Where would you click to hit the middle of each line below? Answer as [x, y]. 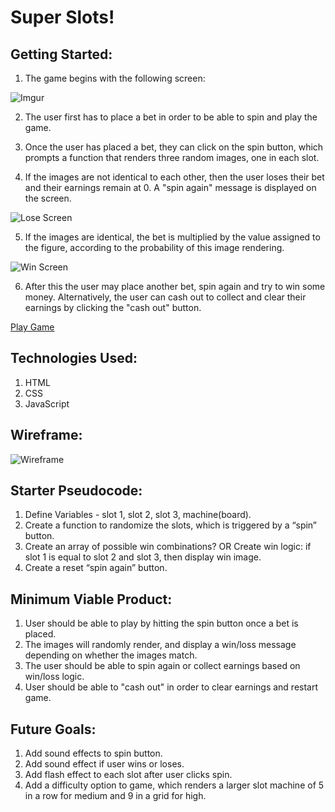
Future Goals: [53, 729]
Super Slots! [62, 17]
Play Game [32, 327]
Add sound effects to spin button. [93, 753]
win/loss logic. [54, 677]
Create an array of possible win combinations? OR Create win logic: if [168, 547]
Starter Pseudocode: [76, 491]
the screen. [48, 198]
